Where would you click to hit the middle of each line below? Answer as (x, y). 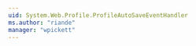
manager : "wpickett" (42, 30)
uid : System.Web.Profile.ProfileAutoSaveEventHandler (98, 15)
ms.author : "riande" (42, 23)
